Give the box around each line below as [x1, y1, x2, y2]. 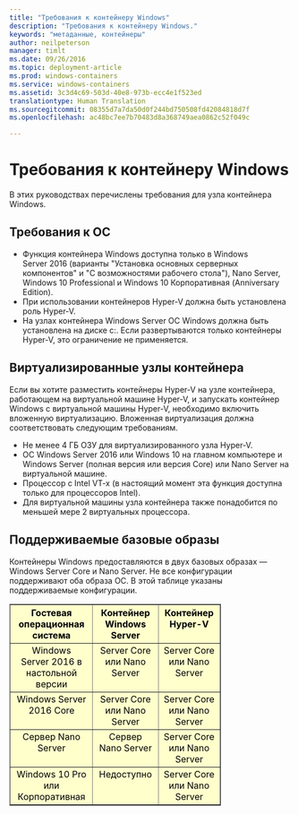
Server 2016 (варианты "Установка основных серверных [21, 257, 239, 269]
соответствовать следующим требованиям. [9, 422, 179, 433]
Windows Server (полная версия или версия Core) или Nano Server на [21, 458, 289, 469]
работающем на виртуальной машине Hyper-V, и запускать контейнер [9, 394, 280, 404]
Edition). [21, 286, 54, 297]
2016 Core [28, 704, 75, 716]
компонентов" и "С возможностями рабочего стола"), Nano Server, [21, 267, 281, 278]
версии [35, 678, 68, 690]
